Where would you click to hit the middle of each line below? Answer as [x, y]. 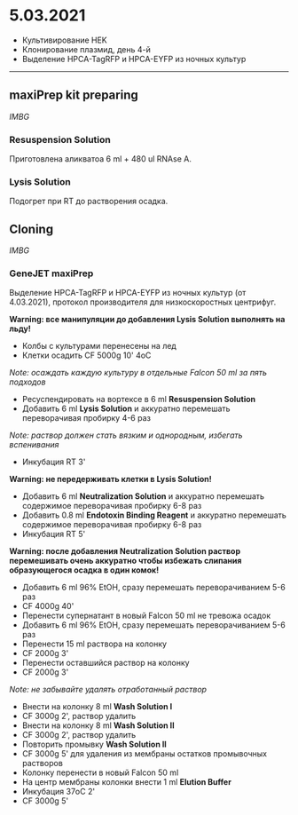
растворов [43, 764]
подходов [27, 382]
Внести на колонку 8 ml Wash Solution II [98, 725]
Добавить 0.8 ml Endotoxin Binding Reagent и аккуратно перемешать [154, 515]
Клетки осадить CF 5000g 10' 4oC [86, 355]
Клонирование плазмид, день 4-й [86, 49]
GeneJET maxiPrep [51, 273]
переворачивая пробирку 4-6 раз [86, 418]
